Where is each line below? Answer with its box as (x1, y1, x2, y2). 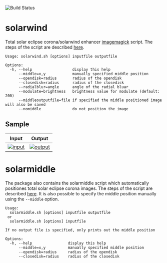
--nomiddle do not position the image (18, 106, 128, 111)
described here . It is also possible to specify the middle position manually (5, 190, 156, 196)
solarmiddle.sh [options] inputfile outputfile (9, 210, 111, 215)
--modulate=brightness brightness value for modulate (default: (18, 89, 160, 94)
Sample (5, 120, 29, 129)
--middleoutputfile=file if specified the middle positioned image (18, 98, 162, 103)
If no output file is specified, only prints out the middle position (5, 227, 155, 232)
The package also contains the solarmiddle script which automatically (5, 180, 149, 186)
